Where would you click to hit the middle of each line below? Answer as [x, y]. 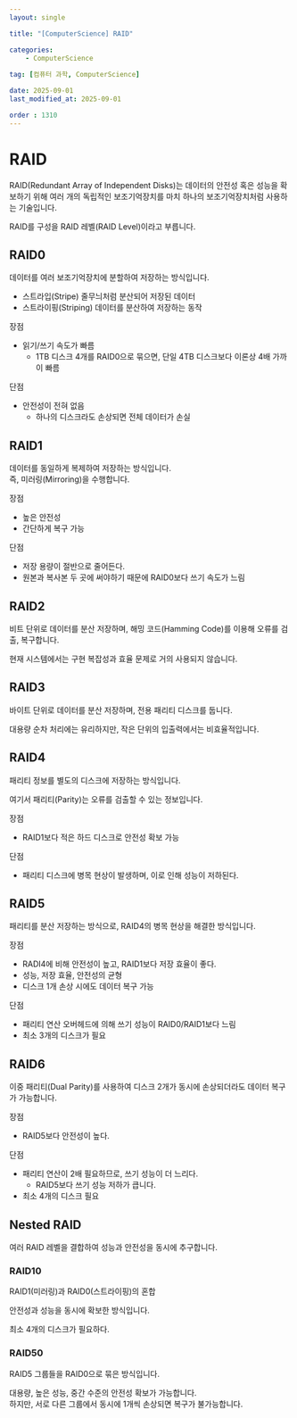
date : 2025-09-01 [41, 91]
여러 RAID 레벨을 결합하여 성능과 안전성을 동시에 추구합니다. [114, 1248]
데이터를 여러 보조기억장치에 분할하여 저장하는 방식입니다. [109, 278]
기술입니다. [38, 207]
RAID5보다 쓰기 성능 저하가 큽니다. [95, 1185]
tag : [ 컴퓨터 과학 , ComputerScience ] [74, 75]
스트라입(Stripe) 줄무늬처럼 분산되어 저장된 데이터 [109, 296]
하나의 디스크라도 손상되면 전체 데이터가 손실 [113, 417]
